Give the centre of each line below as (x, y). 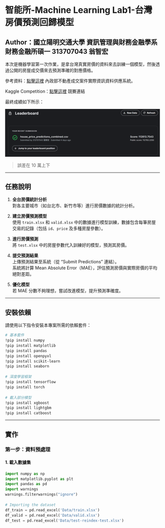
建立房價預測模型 (29, 216)
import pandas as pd (26, 484)
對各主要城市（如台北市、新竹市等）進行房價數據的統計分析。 (75, 206)
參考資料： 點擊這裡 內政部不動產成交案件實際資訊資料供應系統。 (70, 81)
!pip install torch (25, 387)
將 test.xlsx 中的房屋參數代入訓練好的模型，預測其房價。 (71, 245)
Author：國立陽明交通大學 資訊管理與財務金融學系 (81, 42)
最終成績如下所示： (25, 102)
